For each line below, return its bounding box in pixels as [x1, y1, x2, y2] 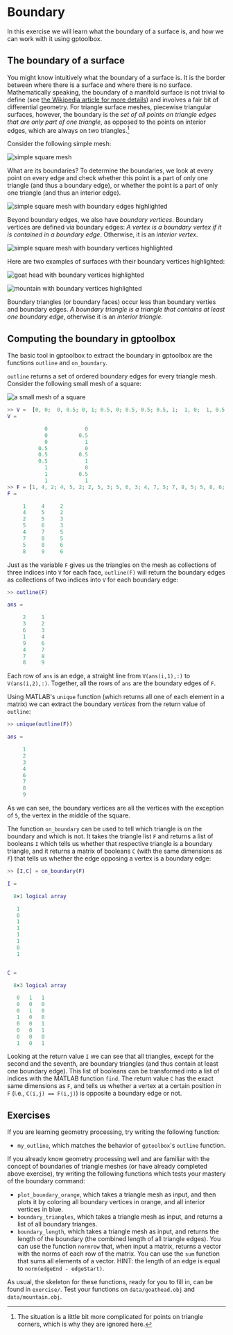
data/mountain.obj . [7, 1293, 62, 1301]
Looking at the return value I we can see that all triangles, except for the [7, 1052, 214, 1061]
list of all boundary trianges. [17, 1220, 98, 1229]
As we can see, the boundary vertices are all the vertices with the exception [7, 804, 224, 813]
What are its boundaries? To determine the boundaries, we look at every [7, 166, 214, 175]
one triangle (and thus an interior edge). [7, 189, 121, 197]
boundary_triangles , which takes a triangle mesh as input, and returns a [17, 1213, 223, 1221]
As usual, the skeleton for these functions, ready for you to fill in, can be [7, 1278, 214, 1286]
